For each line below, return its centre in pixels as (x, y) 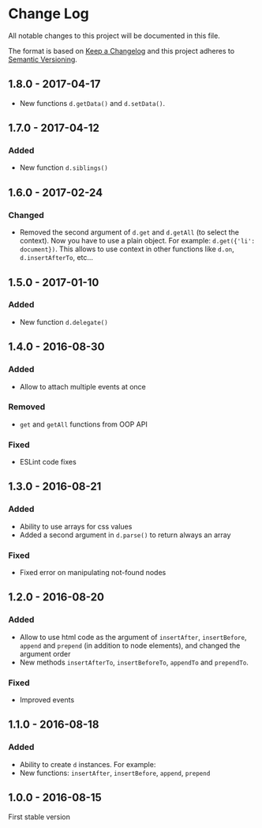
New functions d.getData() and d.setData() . (92, 103)
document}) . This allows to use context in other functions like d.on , (127, 249)
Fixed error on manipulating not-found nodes (93, 573)
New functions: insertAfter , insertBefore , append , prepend (115, 773)
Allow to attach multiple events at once (82, 386)
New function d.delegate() (64, 322)
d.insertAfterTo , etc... (56, 258)
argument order (45, 653)
